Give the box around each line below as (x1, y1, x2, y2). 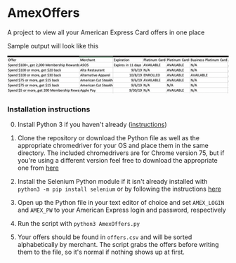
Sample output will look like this (7, 41, 99, 50)
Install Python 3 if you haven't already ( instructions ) (17, 120, 167, 128)
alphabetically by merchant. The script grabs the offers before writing (17, 240, 219, 248)
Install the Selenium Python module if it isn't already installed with (17, 177, 208, 185)
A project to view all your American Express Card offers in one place (7, 28, 205, 36)
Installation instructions (7, 104, 91, 114)
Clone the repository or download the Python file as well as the (17, 133, 200, 142)
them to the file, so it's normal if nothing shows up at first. (17, 248, 185, 256)
